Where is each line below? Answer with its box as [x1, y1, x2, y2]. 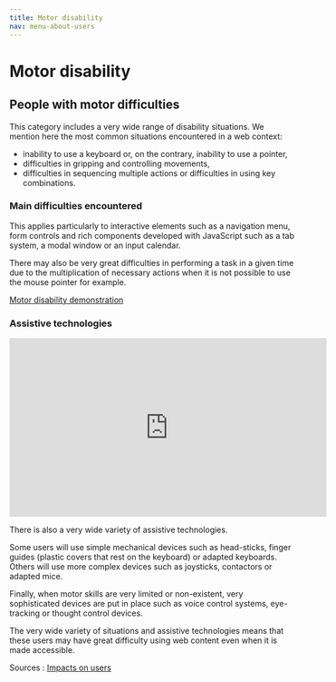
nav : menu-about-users [9, 22, 95, 31]
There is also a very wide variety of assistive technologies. [9, 524, 228, 536]
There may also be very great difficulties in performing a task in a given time [9, 257, 294, 268]
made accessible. [9, 645, 75, 656]
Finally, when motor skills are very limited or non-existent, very [9, 588, 244, 599]
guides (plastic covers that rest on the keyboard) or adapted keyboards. [9, 551, 278, 563]
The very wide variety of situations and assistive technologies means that [9, 626, 284, 637]
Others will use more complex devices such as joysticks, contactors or [9, 561, 273, 572]
